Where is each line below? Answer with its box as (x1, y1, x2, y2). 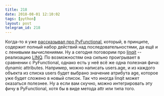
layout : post (5, 21, 32, 26)
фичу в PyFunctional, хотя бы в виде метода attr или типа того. (5, 86, 136, 92)
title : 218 (5, 7, 27, 12)
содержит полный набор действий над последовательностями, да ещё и (5, 44, 158, 50)
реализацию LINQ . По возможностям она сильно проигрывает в (5, 54, 141, 60)
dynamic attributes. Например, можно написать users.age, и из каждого (5, 65, 155, 71)
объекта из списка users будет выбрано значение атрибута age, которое (5, 70, 158, 76)
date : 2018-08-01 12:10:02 (5, 12, 60, 17)
